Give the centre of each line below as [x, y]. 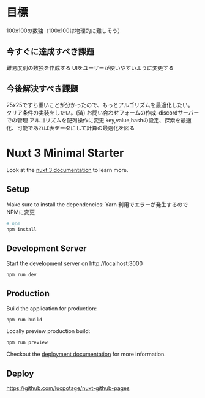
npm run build [24, 320]
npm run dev [21, 274]
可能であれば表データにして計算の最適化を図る [76, 128]
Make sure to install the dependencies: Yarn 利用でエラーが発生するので [97, 205]
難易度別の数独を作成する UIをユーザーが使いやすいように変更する [90, 67]
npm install [21, 230]
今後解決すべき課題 [42, 89]
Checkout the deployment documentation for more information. [86, 354]
